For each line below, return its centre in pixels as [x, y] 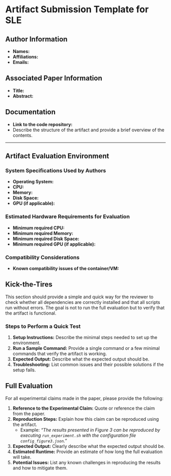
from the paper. [29, 413]
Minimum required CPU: [38, 228]
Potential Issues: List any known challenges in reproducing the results [87, 462]
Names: [21, 51]
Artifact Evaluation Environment [57, 156]
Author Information [36, 39]
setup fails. [24, 370]
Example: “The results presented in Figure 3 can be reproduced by [90, 430]
